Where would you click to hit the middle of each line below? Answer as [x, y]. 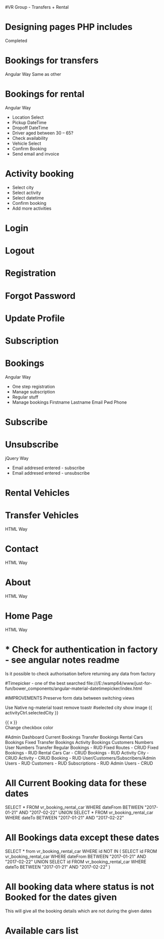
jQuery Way [17, 458]
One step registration [34, 387]
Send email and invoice [36, 154]
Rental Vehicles [37, 493]
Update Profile [35, 318]
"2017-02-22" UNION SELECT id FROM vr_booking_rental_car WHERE [76, 862]
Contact [22, 549]
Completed [16, 40]
